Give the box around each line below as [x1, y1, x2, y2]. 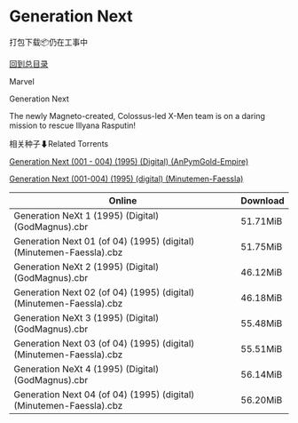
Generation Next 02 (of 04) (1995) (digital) [13, 286, 195, 299]
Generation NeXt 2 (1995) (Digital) [13, 260, 160, 273]
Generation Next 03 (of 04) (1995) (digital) [13, 337, 195, 349]
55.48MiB [240, 317, 283, 330]
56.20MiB [240, 394, 283, 406]
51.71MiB [240, 215, 283, 227]
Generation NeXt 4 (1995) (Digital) [13, 363, 160, 375]
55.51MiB [240, 342, 283, 355]
